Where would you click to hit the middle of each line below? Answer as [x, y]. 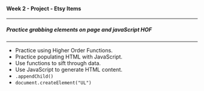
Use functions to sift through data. [58, 63]
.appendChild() [34, 77]
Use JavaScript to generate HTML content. [69, 70]
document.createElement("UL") [53, 83]
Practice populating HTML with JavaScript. [69, 57]
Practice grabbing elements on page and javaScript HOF [79, 30]
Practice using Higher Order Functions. [64, 51]
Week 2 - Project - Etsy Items [44, 8]
